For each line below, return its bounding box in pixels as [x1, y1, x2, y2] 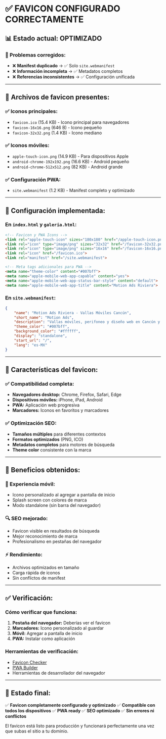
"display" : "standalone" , [14, 334, 68, 339]
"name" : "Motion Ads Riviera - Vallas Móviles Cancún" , [14, 310, 132, 315]
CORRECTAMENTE [5, 14, 84, 25]
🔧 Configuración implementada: [5, 206, 105, 215]
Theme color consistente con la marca [12, 446, 91, 453]
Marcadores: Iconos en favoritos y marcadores [12, 407, 109, 413]
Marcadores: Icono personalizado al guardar [12, 625, 104, 631]
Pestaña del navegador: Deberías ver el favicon [12, 620, 111, 626]
